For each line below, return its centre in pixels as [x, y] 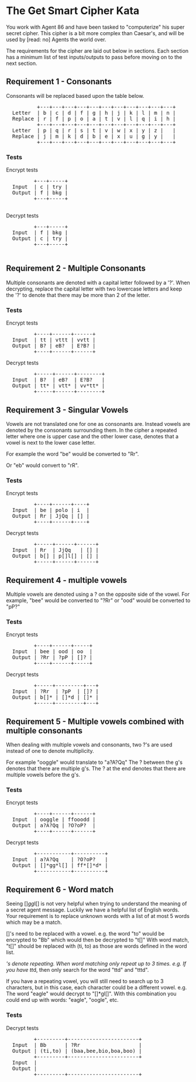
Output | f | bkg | [40, 193]
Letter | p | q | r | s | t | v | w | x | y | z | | [94, 130]
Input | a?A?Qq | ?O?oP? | [60, 860]
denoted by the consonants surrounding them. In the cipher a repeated [92, 430]
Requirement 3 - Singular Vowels [67, 410]
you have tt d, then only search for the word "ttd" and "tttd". [78, 970]
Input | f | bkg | [40, 233]
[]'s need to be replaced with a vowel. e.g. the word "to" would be [85, 934]
